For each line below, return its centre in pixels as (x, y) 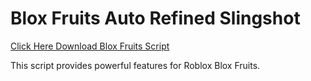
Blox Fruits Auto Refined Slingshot (155, 18)
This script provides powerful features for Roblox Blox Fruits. (135, 65)
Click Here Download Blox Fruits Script (90, 46)
